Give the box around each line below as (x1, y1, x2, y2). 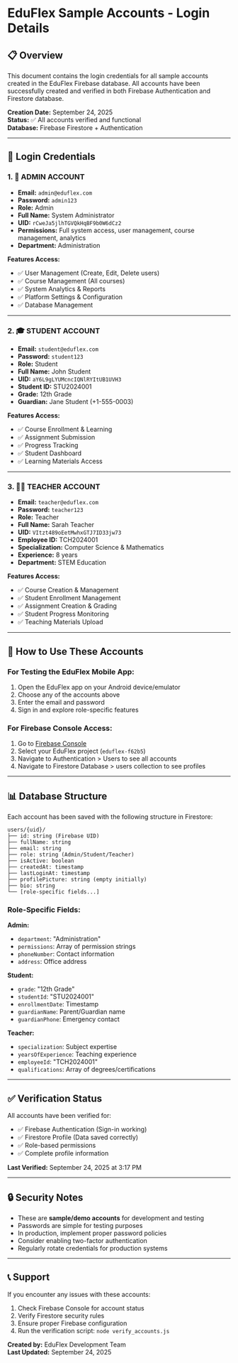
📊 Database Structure (7, 790, 108, 802)
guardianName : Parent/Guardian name (17, 1007, 125, 1016)
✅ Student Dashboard (17, 449, 82, 457)
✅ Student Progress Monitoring (17, 609, 110, 619)
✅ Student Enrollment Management (17, 594, 121, 602)
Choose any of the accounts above (17, 690, 120, 699)
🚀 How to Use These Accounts (7, 645, 144, 658)
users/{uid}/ (7, 826, 46, 834)
